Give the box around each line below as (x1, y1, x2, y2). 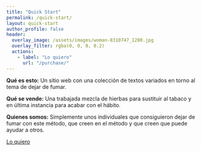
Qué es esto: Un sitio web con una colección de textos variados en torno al (6, 77, 196, 84)
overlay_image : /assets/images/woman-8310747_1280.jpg (12, 37, 154, 43)
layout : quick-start (6, 20, 59, 26)
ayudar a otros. (6, 126, 44, 133)
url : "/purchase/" (22, 60, 69, 66)
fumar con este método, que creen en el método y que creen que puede (6, 119, 188, 127)
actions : (12, 49, 34, 55)
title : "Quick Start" (6, 9, 62, 15)
